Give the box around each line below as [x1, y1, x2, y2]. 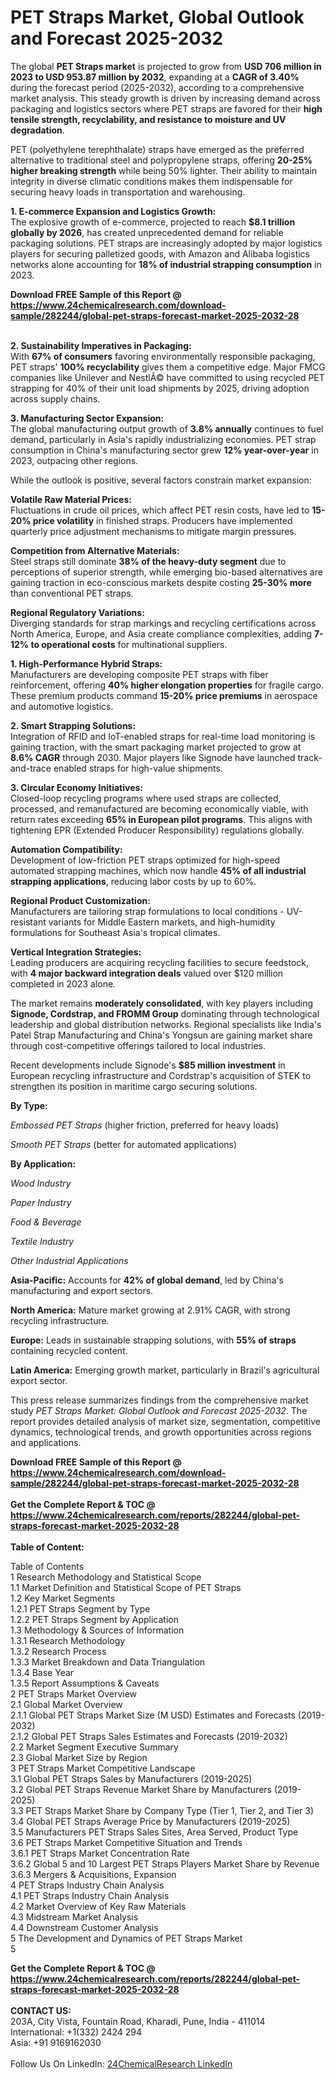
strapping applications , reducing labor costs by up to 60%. [10, 875, 257, 887]
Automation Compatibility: [10, 843, 123, 855]
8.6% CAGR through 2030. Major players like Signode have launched [10, 751, 296, 763]
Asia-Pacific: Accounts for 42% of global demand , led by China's [10, 1274, 284, 1286]
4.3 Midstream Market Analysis [10, 1911, 139, 1923]
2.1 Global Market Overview [10, 1698, 123, 1710]
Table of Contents [10, 1560, 85, 1572]
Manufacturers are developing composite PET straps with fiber [10, 668, 269, 680]
